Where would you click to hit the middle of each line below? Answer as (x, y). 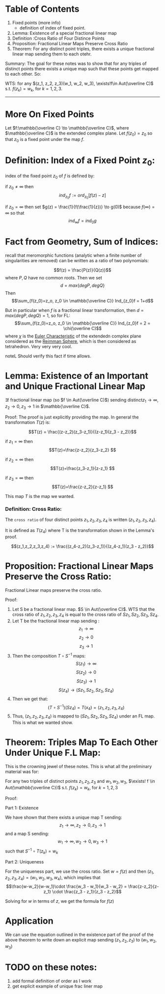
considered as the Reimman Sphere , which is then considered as (71, 341)
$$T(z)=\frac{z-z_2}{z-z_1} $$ (82, 487)
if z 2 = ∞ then (19, 460)
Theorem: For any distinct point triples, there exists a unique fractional (83, 49)
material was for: (22, 772)
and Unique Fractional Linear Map (75, 386)
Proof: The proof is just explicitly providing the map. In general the (72, 417)
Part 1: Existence (22, 808)
